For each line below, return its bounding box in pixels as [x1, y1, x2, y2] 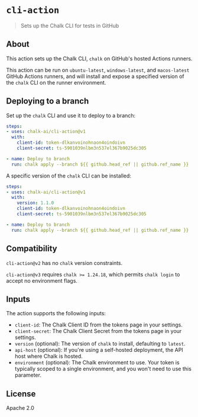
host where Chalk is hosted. [14, 353, 83, 360]
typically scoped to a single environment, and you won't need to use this [14, 366, 192, 373]
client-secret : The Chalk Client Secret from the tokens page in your [14, 328, 182, 335]
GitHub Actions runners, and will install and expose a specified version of [6, 73, 184, 80]
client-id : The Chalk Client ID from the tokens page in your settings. [14, 321, 183, 328]
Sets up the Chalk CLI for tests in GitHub [20, 22, 119, 29]
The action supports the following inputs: [6, 310, 106, 317]
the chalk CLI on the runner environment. [6, 79, 106, 86]
